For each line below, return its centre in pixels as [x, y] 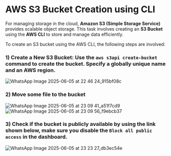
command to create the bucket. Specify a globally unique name [85, 64]
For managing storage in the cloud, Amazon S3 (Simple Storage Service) [83, 23]
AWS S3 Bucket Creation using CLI [80, 9]
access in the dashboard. [36, 137]
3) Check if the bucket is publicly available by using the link [81, 124]
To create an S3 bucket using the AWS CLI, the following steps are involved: [85, 44]
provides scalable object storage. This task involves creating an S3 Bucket [84, 29]
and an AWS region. [30, 70]
